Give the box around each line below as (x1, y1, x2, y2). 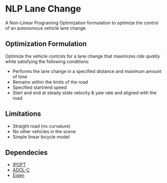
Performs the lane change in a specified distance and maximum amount (12, 68, 162, 74)
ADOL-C (12, 167, 30, 173)
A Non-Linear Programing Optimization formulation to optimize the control (5, 20, 158, 26)
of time (12, 74, 28, 80)
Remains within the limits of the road (12, 79, 88, 85)
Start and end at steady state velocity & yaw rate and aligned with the (12, 89, 157, 96)
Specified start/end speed (12, 84, 67, 90)
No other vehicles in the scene (12, 128, 76, 134)
